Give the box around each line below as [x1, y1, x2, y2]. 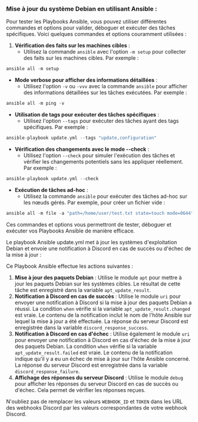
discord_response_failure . [14, 367, 80, 375]
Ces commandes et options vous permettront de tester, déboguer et [6, 221, 172, 228]
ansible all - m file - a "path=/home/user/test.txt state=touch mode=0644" [6, 210, 194, 216]
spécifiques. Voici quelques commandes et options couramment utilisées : [6, 31, 187, 38]
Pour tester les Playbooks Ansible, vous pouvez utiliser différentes [6, 18, 167, 25]
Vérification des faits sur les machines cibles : [14, 42, 131, 49]
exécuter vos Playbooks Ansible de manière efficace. [6, 227, 136, 234]
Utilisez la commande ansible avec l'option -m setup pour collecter [23, 48, 186, 55]
